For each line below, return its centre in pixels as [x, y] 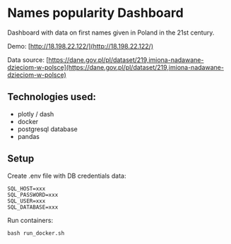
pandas [29, 136]
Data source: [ [28, 60]
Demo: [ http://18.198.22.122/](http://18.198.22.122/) [81, 46]
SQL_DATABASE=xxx [33, 207]
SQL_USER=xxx [26, 201]
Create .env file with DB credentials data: [67, 176]
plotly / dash [36, 114]
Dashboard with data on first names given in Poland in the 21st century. [111, 32]
